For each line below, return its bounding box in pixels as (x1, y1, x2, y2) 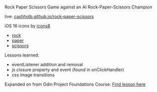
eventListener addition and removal (11, 62, 83, 67)
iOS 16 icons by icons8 (4, 23, 50, 29)
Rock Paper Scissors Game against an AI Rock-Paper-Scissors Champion (4, 4, 153, 10)
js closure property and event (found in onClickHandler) (11, 67, 124, 73)
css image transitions (11, 72, 55, 77)
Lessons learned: (4, 52, 40, 58)
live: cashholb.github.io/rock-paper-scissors (4, 14, 94, 19)
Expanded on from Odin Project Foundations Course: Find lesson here (4, 81, 146, 87)
